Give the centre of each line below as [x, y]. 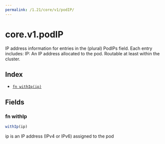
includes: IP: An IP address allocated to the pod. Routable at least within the [82, 53]
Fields [15, 102]
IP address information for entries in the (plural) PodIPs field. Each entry [79, 48]
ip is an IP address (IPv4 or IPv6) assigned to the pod [60, 136]
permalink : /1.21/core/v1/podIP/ [40, 10]
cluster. [13, 59]
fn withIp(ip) [27, 87]
